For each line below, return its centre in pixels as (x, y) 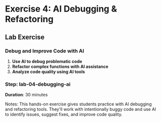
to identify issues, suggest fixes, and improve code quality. (64, 114)
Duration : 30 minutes (26, 95)
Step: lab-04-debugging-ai (38, 84)
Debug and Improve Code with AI (45, 51)
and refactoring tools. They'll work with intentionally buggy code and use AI (80, 109)
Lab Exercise (25, 37)
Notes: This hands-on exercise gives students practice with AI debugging (78, 104)
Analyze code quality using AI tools (48, 72)
